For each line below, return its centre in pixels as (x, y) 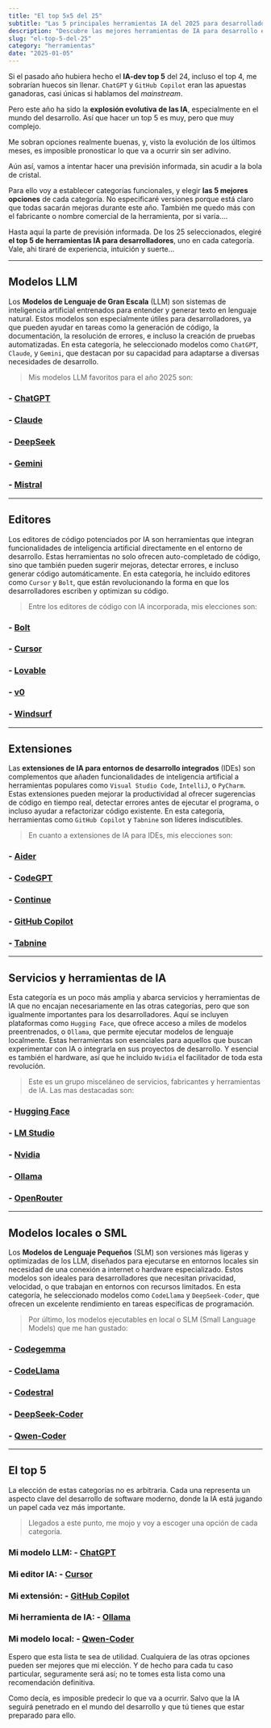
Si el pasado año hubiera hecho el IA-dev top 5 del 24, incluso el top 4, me (133, 76)
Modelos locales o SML (68, 1233)
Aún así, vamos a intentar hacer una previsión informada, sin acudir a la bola (135, 166)
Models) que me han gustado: (78, 1328)
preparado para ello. (42, 1715)
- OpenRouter (35, 1198)
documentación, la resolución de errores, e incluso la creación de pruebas (132, 335)
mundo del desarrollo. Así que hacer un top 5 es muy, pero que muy (121, 118)
